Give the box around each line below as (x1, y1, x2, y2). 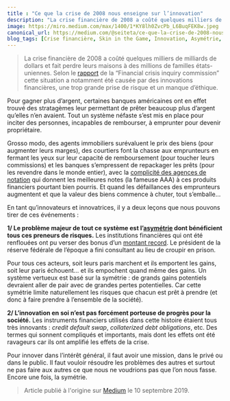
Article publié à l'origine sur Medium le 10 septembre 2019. (23, 387, 190, 395)
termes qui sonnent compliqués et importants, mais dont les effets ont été (7, 330, 216, 339)
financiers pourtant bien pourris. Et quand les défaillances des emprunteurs (7, 183, 220, 191)
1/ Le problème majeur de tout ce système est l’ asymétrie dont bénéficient (7, 224, 222, 232)
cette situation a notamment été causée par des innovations (23, 76, 193, 84)
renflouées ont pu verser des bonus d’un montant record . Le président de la (7, 239, 221, 247)
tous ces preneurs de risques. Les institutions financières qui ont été (7, 231, 203, 240)
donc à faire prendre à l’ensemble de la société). (7, 295, 144, 304)
